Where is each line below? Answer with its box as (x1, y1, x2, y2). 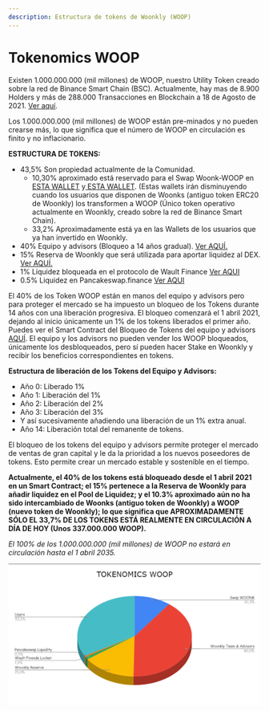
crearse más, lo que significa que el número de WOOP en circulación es (8, 124, 246, 134)
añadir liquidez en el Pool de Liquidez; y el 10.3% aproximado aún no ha (8, 490, 251, 499)
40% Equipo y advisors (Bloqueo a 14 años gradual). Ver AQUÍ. (19, 241, 228, 250)
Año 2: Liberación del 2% (19, 398, 104, 408)
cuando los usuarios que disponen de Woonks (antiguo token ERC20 (31, 189, 259, 200)
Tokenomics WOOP (8, 48, 140, 67)
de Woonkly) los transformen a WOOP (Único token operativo (31, 198, 235, 208)
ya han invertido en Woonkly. (31, 233, 128, 242)
